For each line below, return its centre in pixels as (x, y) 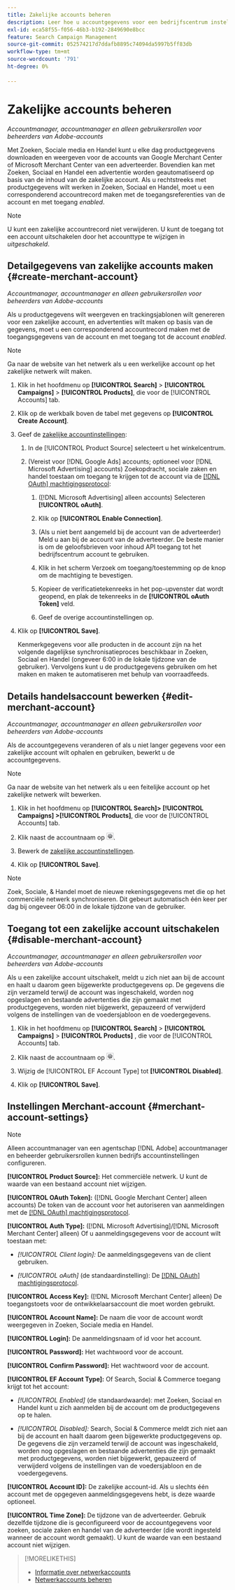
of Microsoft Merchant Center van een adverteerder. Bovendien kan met (111, 165)
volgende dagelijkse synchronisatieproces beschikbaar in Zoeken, (113, 652)
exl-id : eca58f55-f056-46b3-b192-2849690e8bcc (76, 29)
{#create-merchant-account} (73, 277)
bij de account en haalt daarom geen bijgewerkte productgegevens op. (120, 1436)
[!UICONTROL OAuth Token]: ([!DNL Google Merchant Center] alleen (107, 1197)
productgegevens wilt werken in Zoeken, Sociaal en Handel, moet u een (111, 187)
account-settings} (48, 1118)
